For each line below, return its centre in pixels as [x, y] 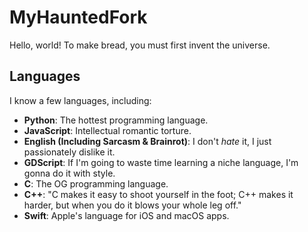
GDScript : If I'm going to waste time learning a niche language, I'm [161, 162]
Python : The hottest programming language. [116, 120]
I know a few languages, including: [80, 100]
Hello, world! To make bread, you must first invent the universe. [140, 45]
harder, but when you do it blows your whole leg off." [132, 205]
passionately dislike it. [69, 152]
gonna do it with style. [69, 173]
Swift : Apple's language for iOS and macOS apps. [126, 215]
